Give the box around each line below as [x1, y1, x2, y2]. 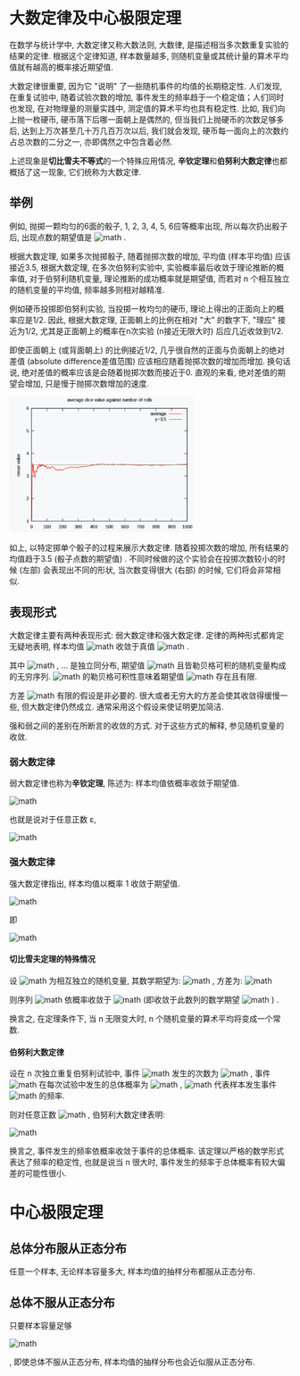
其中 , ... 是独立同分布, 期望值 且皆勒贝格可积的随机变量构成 [9, 660, 287, 671]
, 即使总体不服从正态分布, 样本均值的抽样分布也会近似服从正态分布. [9, 1356, 255, 1367]
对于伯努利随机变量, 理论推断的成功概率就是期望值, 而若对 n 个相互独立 [29, 273, 290, 284]
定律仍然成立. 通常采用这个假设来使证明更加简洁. [44, 702, 224, 713]
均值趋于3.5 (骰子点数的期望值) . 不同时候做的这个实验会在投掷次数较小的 [9, 554, 279, 564]
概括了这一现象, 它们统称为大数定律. [9, 166, 142, 177]
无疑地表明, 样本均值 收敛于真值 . [9, 641, 189, 652]
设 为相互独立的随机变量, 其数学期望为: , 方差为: [9, 975, 243, 986]
